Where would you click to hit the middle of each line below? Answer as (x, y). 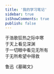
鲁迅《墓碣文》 (20, 67)
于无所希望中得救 (22, 56)
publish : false (21, 23)
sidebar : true (20, 14)
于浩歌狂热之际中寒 (25, 38)
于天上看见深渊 (20, 44)
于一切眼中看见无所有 (27, 50)
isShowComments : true (27, 19)
